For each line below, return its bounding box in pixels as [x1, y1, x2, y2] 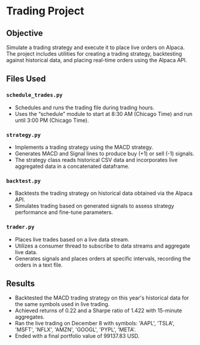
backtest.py [6, 178, 41, 184]
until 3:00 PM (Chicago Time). [14, 117, 90, 124]
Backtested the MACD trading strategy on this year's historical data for [14, 294, 189, 301]
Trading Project [6, 4, 85, 18]
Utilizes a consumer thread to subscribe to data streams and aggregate [14, 242, 190, 249]
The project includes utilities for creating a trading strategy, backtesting [6, 50, 182, 57]
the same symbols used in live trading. [14, 301, 110, 308]
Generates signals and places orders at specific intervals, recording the [14, 255, 191, 262]
